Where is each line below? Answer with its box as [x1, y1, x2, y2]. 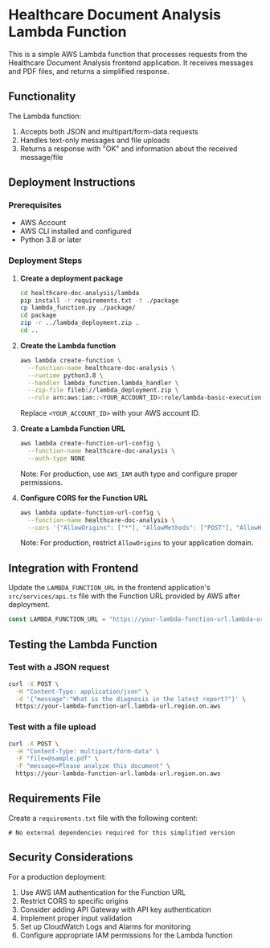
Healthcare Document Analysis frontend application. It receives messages [8, 58, 254, 68]
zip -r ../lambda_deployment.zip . [19, 319, 140, 327]
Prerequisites [8, 199, 62, 211]
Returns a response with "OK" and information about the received [19, 143, 238, 154]
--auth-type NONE [27, 454, 86, 462]
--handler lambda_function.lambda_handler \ [27, 379, 179, 387]
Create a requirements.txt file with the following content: [8, 813, 198, 823]
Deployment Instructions [8, 175, 136, 190]
